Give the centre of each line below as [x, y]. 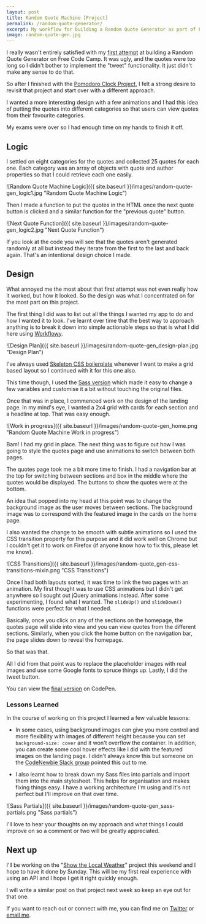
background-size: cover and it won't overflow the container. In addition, [106, 743]
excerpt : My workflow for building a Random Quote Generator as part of [101, 29]
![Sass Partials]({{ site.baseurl [44, 806]
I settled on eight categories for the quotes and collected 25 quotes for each [103, 161]
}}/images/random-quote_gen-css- [135, 564]
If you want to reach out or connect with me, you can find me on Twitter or [100, 908]
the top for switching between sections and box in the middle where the [97, 476]
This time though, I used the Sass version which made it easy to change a [99, 382]
